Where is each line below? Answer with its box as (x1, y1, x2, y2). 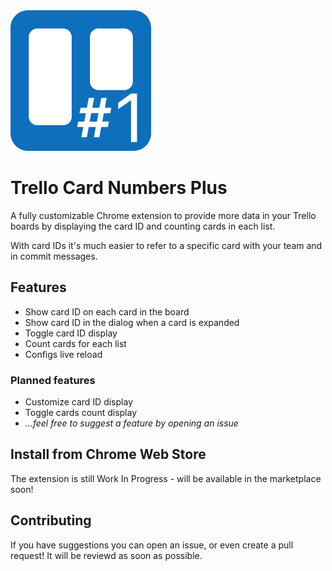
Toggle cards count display (24, 407, 138, 419)
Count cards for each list (24, 337, 127, 349)
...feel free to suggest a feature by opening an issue (24, 417, 239, 429)
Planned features (10, 373, 96, 387)
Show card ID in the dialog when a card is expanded (24, 316, 240, 328)
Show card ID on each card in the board (24, 305, 190, 318)
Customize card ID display (24, 396, 133, 408)
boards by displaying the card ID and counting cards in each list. (10, 220, 276, 232)
